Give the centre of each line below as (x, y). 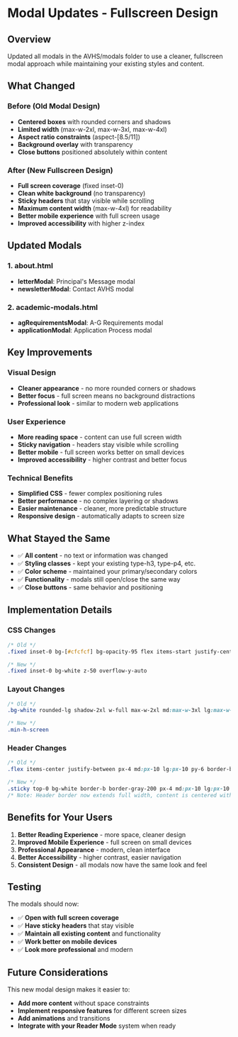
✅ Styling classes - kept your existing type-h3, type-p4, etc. (107, 564)
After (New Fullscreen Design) (60, 170)
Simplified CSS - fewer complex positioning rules (90, 494)
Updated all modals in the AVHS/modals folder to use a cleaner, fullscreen (115, 56)
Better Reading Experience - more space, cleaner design (102, 834)
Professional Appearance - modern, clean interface (94, 850)
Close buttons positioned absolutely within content (92, 152)
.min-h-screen (28, 730)
